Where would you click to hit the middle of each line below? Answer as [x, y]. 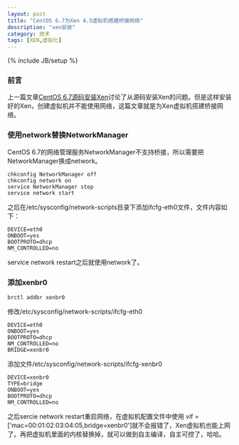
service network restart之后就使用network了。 [75, 262]
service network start [41, 193]
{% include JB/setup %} [43, 60]
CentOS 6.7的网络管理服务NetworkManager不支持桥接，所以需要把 [106, 152]
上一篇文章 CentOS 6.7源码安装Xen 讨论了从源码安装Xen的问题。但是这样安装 [120, 97]
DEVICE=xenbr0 [28, 377]
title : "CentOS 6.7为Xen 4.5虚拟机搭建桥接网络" [75, 21]
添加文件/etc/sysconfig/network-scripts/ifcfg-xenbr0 [85, 364]
